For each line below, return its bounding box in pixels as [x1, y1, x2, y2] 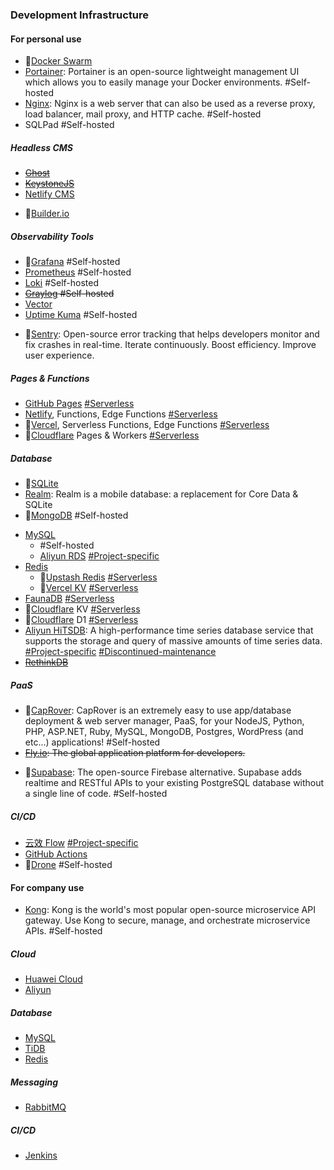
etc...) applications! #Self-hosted [24, 736, 161, 748]
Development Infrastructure [10, 8, 150, 22]
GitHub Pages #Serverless [24, 398, 135, 410]
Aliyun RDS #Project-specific [39, 550, 160, 562]
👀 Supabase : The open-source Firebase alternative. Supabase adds [24, 766, 302, 778]
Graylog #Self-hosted [24, 288, 115, 300]
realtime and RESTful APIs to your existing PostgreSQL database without [24, 776, 325, 788]
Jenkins [24, 1149, 58, 1162]
